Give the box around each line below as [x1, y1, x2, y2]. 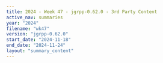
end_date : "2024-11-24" [6, 43, 66, 49]
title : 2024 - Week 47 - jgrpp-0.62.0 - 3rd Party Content [6, 8, 158, 15]
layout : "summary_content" [6, 48, 74, 54]
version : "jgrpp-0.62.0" [6, 31, 69, 37]
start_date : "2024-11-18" [6, 37, 71, 43]
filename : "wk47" [6, 25, 50, 32]
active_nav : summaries [6, 14, 63, 20]
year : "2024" [6, 20, 39, 26]
